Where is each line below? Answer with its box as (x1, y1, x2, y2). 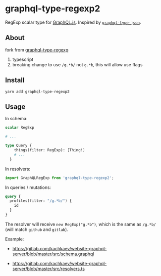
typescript (12, 56, 34, 62)
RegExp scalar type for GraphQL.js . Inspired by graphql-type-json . (5, 19, 141, 25)
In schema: (5, 116, 28, 122)
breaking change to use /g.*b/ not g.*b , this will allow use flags (12, 61, 143, 67)
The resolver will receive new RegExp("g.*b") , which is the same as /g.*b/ (5, 221, 156, 227)
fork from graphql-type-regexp (5, 46, 68, 52)
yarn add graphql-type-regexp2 (5, 89, 70, 94)
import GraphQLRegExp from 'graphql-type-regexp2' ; (5, 175, 114, 181)
